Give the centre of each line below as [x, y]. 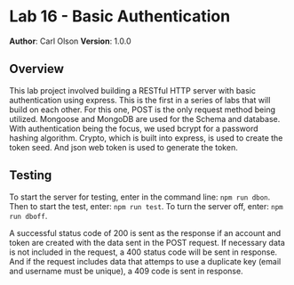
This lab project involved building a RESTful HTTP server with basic [132, 90]
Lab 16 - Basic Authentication [120, 16]
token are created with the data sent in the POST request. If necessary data [147, 242]
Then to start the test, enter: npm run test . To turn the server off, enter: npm [146, 206]
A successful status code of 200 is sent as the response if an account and [145, 232]
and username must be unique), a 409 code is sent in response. [126, 271]
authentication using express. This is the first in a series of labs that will [140, 100]
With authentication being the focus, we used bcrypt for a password [134, 128]
